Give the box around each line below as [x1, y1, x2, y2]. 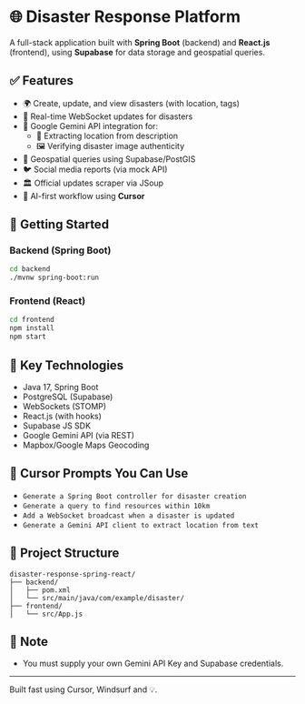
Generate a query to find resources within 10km [22, 501, 211, 510]
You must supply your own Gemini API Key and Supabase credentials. [22, 658, 284, 669]
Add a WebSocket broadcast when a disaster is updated [22, 511, 235, 520]
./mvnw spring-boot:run [9, 273, 100, 283]
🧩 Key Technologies [9, 357, 124, 373]
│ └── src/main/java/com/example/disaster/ [9, 593, 184, 602]
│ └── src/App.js [9, 609, 84, 619]
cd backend [9, 265, 51, 274]
